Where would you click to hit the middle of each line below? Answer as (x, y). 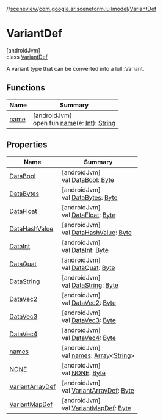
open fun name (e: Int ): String (74, 123)
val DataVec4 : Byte (89, 338)
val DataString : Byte (90, 285)
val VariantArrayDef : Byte (98, 390)
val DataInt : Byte (85, 250)
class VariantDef (27, 57)
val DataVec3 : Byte (89, 320)
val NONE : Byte (83, 373)
